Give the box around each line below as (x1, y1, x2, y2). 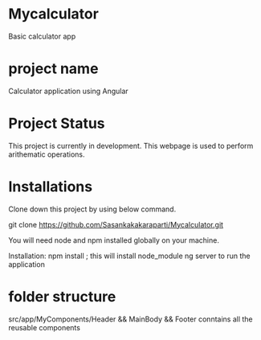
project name (8, 59, 99, 78)
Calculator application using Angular (8, 86, 128, 96)
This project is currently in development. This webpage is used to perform (8, 141, 254, 150)
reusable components (8, 322, 80, 332)
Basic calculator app (8, 31, 76, 41)
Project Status (8, 114, 106, 133)
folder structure (8, 287, 116, 305)
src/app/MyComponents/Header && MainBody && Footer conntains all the (8, 314, 253, 324)
